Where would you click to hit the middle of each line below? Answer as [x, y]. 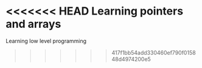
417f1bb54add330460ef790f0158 [154, 52]
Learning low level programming [46, 41]
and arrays [33, 24]
